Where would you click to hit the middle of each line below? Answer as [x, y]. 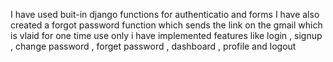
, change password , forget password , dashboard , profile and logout [153, 46]
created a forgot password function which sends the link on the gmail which [166, 25]
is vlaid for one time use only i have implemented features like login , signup [166, 35]
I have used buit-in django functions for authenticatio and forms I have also [165, 14]
